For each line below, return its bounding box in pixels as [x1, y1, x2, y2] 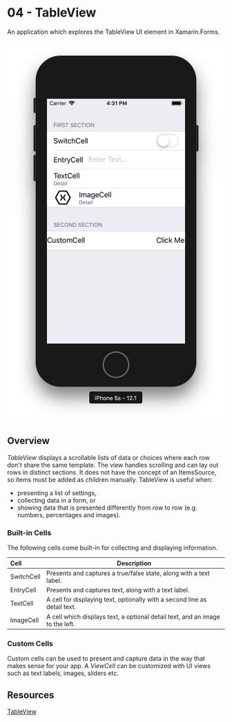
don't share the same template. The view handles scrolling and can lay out [7, 461, 219, 469]
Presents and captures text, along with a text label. [46, 586, 190, 594]
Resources [7, 689, 55, 701]
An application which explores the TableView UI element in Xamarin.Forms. [7, 28, 220, 36]
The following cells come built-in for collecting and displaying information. [7, 543, 218, 552]
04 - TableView [7, 5, 97, 21]
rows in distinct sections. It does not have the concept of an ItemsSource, [7, 468, 217, 477]
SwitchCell [10, 572, 41, 581]
